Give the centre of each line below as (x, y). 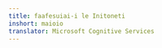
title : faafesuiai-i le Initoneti (67, 16)
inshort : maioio (36, 24)
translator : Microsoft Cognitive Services (81, 31)
